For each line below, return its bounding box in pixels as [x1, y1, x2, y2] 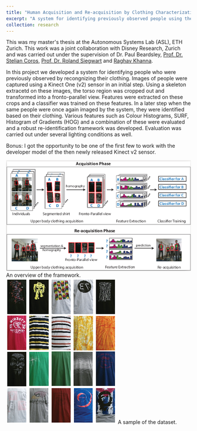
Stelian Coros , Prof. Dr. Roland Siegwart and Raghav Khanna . [6, 57, 154, 65]
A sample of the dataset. [117, 419, 177, 426]
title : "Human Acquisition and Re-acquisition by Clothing [6, 9, 154, 15]
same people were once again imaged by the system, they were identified [6, 106, 185, 113]
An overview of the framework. [6, 272, 81, 279]
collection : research [6, 22, 59, 28]
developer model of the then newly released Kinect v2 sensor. [6, 148, 157, 155]
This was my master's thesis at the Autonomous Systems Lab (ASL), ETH [6, 39, 183, 46]
